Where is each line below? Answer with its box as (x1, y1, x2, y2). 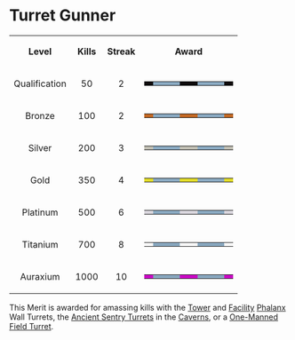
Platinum (21, 206, 59, 218)
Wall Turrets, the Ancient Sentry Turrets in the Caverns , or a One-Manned (9, 312, 278, 322)
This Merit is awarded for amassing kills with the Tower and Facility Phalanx (9, 302, 286, 312)
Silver (28, 141, 52, 154)
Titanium (21, 238, 59, 250)
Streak (107, 45, 136, 58)
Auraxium (20, 270, 60, 282)
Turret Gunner (9, 5, 116, 26)
